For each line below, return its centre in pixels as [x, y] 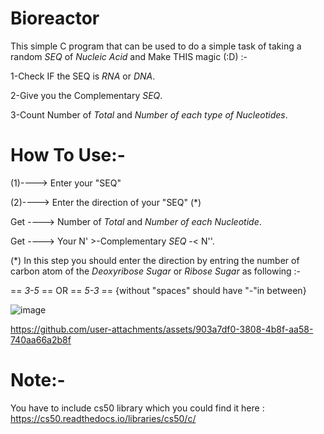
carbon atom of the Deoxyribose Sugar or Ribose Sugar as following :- [156, 271]
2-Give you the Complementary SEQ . [86, 95]
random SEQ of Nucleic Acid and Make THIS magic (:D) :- [129, 56]
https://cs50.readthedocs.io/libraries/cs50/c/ [103, 418]
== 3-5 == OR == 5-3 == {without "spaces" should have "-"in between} [158, 290]
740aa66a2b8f [41, 339]
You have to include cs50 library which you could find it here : [137, 408]
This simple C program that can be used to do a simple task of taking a [156, 46]
